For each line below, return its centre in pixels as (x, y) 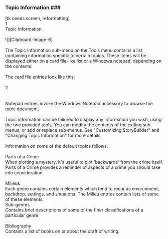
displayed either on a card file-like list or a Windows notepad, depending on (83, 61)
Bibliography (18, 226)
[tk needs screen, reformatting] (38, 19)
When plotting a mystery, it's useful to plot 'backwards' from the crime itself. (84, 162)
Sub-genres (18, 205)
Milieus (13, 183)
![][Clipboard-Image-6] (29, 40)
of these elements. (25, 199)
